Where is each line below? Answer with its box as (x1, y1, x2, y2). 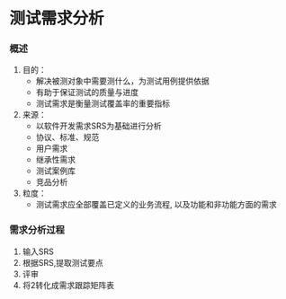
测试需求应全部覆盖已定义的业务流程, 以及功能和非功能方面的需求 (35, 199, 277, 210)
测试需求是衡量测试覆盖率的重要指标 (35, 98, 171, 109)
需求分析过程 (9, 224, 66, 236)
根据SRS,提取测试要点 (22, 257, 103, 268)
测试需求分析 (9, 8, 105, 29)
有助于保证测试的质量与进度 (35, 87, 139, 98)
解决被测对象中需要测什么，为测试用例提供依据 (35, 75, 210, 86)
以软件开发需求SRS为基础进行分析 (35, 120, 162, 131)
